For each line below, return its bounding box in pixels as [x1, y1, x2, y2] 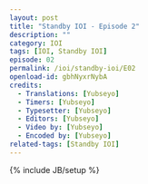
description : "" [9, 30, 71, 39]
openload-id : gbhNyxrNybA [9, 73, 107, 82]
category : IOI [9, 38, 64, 48]
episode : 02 [9, 55, 54, 64]
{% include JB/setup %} [9, 164, 100, 175]
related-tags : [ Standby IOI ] [9, 140, 120, 149]
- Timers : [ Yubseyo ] [17, 97, 95, 107]
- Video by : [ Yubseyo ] [17, 123, 104, 132]
